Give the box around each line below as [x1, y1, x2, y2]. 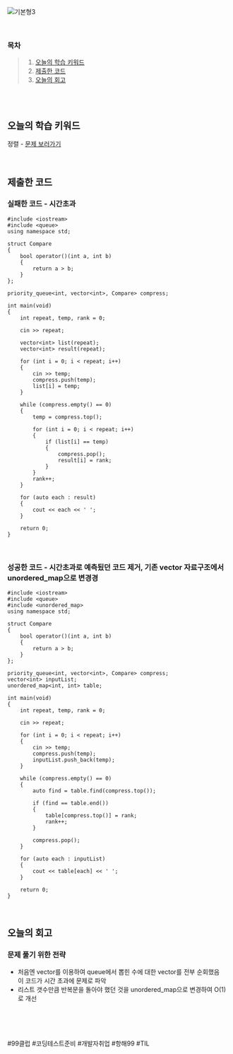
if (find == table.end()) [32, 800, 109, 807]
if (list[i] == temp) [44, 438, 109, 445]
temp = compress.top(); [32, 414, 102, 421]
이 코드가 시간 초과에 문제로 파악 [17, 976, 107, 985]
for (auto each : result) [20, 493, 97, 501]
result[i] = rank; [57, 457, 112, 464]
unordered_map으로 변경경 [7, 573, 99, 582]
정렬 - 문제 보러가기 [7, 140, 61, 148]
